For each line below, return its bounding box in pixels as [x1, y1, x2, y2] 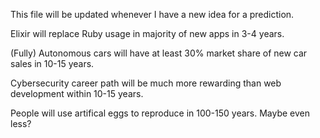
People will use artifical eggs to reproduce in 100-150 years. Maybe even [10, 107, 311, 119]
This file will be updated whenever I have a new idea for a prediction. [10, 9, 295, 20]
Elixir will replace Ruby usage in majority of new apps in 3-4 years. [10, 28, 285, 39]
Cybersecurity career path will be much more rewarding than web [10, 77, 282, 89]
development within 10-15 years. [10, 88, 144, 99]
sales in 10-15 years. [10, 58, 95, 69]
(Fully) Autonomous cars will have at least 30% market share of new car [10, 47, 308, 59]
